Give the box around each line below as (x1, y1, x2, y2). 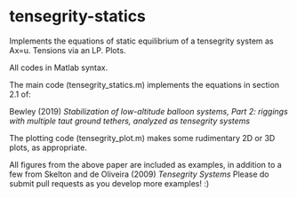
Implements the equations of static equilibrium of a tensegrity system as (9, 36, 274, 46)
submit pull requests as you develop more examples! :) (9, 178, 210, 188)
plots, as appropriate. (9, 142, 87, 153)
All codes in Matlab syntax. (9, 62, 108, 73)
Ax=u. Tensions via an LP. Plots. (9, 44, 126, 55)
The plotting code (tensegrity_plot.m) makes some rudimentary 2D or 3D (9, 132, 276, 143)
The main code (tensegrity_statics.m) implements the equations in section (9, 79, 280, 90)
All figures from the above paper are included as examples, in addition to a (9, 159, 282, 170)
